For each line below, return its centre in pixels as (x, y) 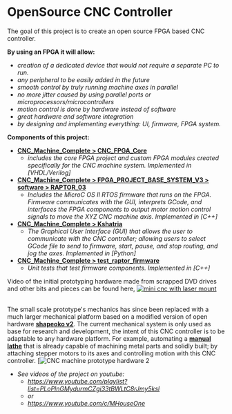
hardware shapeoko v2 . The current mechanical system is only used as (109, 324)
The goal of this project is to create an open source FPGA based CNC (106, 31)
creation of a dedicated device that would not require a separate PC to (118, 65)
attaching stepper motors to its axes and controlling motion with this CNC (112, 353)
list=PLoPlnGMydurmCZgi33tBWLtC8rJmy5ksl (94, 388)
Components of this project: (48, 137)
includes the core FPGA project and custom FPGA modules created (123, 158)
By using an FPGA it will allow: (51, 52)
